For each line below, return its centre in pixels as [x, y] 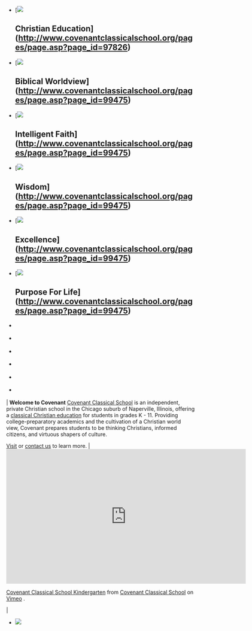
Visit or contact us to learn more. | [48, 446]
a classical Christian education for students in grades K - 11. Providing [92, 415]
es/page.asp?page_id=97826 [71, 48]
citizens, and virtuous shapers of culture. [57, 435]
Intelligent [34, 134]
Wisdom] [32, 186]
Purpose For [38, 292]
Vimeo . [16, 599]
